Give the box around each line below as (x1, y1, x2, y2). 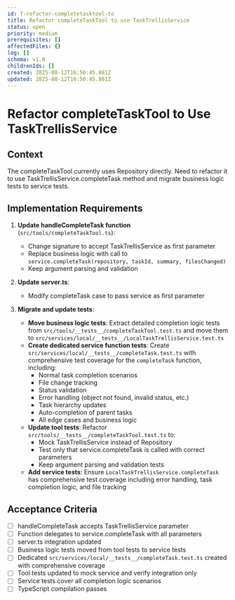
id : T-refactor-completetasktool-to (7, 10, 114, 18)
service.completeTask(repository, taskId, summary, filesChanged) (27, 258, 227, 265)
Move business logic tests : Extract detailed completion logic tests (27, 319, 220, 327)
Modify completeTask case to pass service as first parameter (27, 292, 205, 300)
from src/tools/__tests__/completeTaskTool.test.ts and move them (27, 326, 229, 335)
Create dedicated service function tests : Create (27, 341, 170, 349)
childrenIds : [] (7, 62, 55, 69)
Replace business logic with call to (27, 250, 128, 258)
